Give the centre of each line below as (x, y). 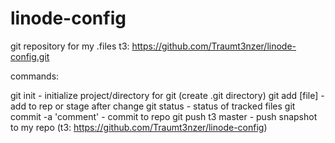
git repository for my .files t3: (70, 46)
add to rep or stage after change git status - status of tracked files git (153, 106)
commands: (35, 76)
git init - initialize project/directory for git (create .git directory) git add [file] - (167, 95)
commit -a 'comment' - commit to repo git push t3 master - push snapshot (164, 116)
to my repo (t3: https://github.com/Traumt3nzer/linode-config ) (139, 127)
